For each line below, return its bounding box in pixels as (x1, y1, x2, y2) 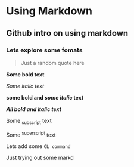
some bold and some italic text (6, 94, 84, 101)
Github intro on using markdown (6, 28, 129, 38)
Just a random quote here (20, 59, 85, 66)
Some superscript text (6, 130, 56, 138)
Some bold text (6, 70, 45, 78)
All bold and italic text (6, 106, 61, 113)
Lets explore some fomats (6, 46, 83, 54)
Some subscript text (6, 117, 52, 126)
